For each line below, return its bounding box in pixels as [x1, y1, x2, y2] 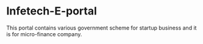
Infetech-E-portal [6, 4, 98, 18]
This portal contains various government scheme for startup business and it [6, 24, 197, 31]
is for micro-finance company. [6, 30, 82, 37]
